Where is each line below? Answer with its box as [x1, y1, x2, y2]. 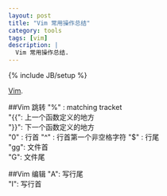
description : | [8, 41, 59, 49]
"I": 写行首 [8, 179, 42, 188]
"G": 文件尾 [8, 152, 45, 162]
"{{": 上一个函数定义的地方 [8, 112, 95, 122]
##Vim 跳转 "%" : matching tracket [8, 103, 122, 112]
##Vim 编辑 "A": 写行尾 [8, 169, 83, 178]
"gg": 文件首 [8, 143, 49, 151]
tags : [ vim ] [8, 33, 48, 42]
